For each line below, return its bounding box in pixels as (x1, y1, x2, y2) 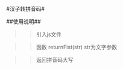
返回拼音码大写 (36, 56, 74, 63)
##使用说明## (6, 18, 41, 25)
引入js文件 (36, 31, 62, 38)
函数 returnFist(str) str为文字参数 (36, 44, 118, 50)
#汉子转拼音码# (6, 5, 45, 12)
